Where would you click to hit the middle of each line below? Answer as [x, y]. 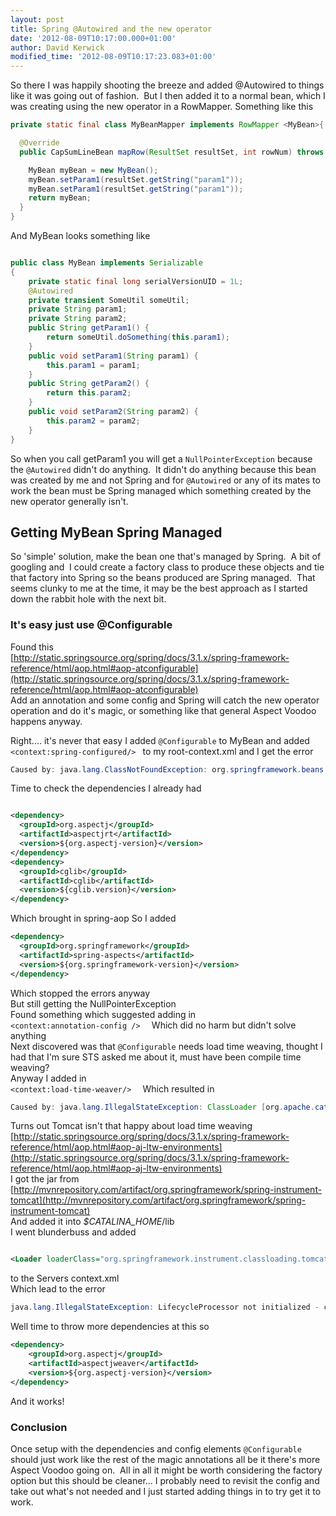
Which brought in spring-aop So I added [93, 918]
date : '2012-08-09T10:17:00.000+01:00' [93, 38]
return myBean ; [60, 198]
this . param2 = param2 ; [93, 421]
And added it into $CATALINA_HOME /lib [92, 1222]
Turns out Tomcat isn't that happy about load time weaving [131, 1126]
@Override [39, 143]
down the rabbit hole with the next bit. [88, 599]
